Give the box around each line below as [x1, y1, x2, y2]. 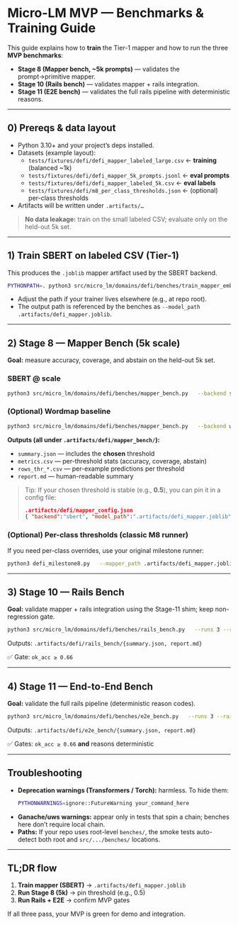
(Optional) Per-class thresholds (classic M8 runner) [7, 530, 189, 540]
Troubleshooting [7, 767, 83, 779]
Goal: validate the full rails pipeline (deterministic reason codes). [7, 700, 196, 708]
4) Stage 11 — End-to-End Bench [7, 680, 154, 693]
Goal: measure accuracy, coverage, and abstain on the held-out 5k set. [7, 356, 216, 364]
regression [7, 612, 39, 621]
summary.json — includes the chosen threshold [17, 449, 155, 458]
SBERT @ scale [7, 374, 62, 383]
